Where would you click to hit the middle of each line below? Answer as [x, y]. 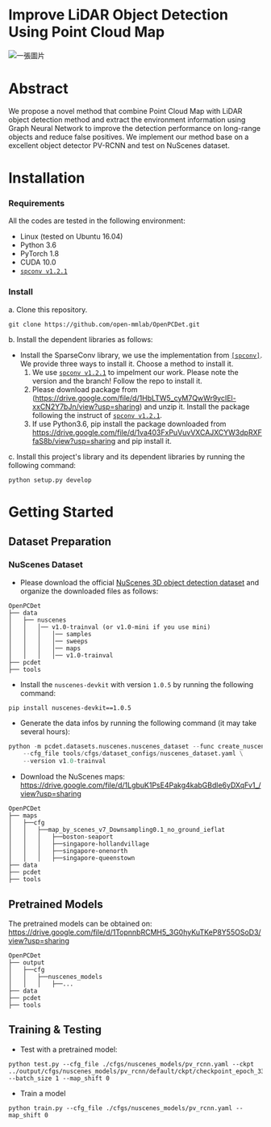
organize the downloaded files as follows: [89, 591]
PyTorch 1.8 [39, 254]
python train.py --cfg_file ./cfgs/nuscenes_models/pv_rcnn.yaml [120, 1108]
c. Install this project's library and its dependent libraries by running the [127, 456]
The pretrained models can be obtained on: [80, 923]
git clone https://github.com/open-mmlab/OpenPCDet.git [104, 324]
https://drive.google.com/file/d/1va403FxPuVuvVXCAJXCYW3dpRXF [147, 432]
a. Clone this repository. [48, 310]
